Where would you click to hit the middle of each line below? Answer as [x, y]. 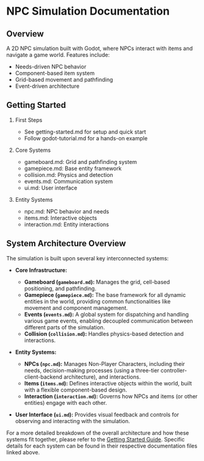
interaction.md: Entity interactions [67, 224]
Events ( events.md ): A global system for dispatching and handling [106, 314]
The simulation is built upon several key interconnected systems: [88, 258]
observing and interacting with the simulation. [72, 421]
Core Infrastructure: [41, 270]
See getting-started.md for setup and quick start [85, 132]
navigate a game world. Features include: [58, 55]
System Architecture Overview [66, 244]
